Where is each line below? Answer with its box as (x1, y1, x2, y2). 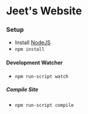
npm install (14, 47, 45, 53)
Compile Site (6, 86, 39, 93)
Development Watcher (6, 59, 63, 66)
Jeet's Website (6, 4, 82, 18)
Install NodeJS (14, 39, 51, 46)
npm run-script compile (14, 102, 74, 108)
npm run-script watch (14, 73, 68, 79)
